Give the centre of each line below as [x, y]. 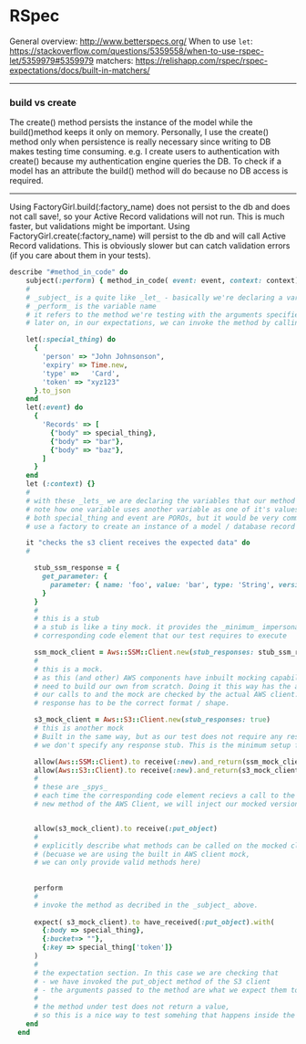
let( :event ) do [55, 407]
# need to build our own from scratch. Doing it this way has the [162, 686]
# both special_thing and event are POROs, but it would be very [153, 518]
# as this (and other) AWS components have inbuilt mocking [150, 678]
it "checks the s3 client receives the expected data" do [138, 543]
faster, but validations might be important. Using [100, 227]
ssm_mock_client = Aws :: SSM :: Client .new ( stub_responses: [144, 653]
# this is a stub [66, 619]
